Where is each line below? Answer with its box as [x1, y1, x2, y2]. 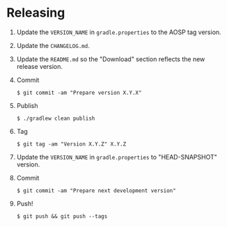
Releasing [6, 5, 65, 21]
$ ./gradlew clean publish [16, 115, 95, 122]
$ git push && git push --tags [16, 212, 108, 220]
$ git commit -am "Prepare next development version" [16, 187, 176, 194]
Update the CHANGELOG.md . [16, 41, 90, 49]
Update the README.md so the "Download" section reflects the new [16, 54, 205, 63]
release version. [16, 62, 63, 70]
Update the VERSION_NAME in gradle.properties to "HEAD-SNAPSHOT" [16, 152, 217, 161]
